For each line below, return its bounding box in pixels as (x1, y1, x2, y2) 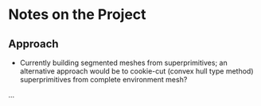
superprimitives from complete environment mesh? (19, 75, 188, 84)
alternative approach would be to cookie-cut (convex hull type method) (19, 66, 254, 76)
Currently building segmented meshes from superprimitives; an (19, 58, 228, 67)
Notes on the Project (8, 6, 146, 24)
